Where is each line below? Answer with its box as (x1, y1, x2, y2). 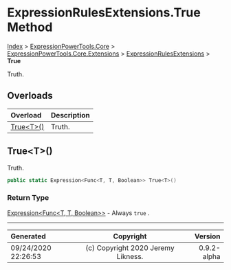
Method (7, 19, 53, 35)
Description (50, 110, 91, 120)
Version (194, 232, 221, 241)
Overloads (7, 90, 53, 102)
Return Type (7, 193, 49, 203)
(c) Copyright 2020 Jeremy (85, 243, 175, 252)
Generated (10, 232, 46, 241)
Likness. (116, 251, 144, 261)
